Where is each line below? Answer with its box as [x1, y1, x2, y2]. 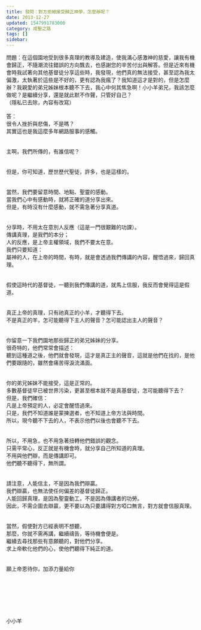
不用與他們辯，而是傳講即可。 [6, 452, 80, 459]
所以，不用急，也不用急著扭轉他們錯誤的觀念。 [6, 437, 121, 444]
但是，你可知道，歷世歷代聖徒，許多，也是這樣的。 [6, 168, 132, 175]
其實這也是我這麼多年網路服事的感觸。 [6, 128, 100, 135]
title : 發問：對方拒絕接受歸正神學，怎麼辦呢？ [6, 8, 110, 15]
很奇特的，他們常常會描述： [6, 344, 75, 351]
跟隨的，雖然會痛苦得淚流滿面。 [16, 359, 96, 366]
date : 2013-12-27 [6, 14, 50, 20]
